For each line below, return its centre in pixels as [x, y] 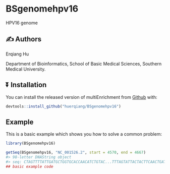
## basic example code [30, 166]
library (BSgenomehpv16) [31, 143]
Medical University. [26, 69]
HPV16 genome [22, 23]
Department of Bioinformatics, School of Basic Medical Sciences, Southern [84, 64]
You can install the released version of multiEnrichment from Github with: [82, 97]
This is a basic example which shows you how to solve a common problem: [84, 134]
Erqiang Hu [17, 54]
